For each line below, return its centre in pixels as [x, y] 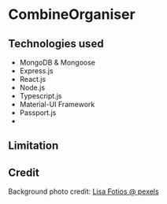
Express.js [36, 71]
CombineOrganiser [72, 15]
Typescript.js [41, 96]
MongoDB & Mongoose [58, 62]
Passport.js [38, 113]
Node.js [32, 87]
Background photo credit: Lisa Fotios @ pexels [83, 191]
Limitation [33, 146]
